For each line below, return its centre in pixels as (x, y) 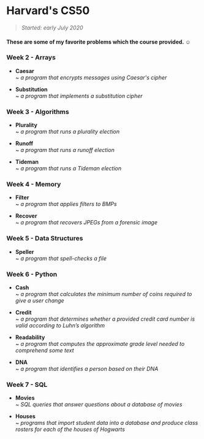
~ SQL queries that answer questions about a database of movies (99, 405)
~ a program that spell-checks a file (61, 258)
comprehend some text (45, 351)
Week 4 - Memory (34, 185)
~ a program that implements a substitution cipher (79, 96)
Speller (25, 251)
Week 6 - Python (32, 274)
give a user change (40, 300)
